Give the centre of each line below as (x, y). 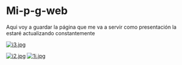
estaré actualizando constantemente (51, 33)
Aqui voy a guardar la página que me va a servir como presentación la (91, 27)
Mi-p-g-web (37, 11)
